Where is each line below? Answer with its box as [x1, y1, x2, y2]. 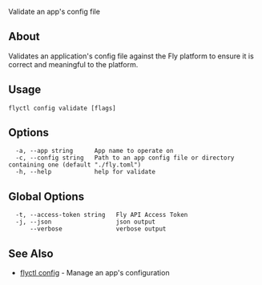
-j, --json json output [15, 218, 156, 227]
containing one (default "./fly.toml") [8, 161, 142, 169]
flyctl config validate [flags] [8, 104, 116, 112]
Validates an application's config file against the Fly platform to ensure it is [8, 51, 254, 61]
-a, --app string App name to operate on [15, 147, 174, 155]
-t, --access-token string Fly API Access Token [15, 211, 188, 219]
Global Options [8, 190, 85, 203]
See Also [8, 247, 54, 260]
